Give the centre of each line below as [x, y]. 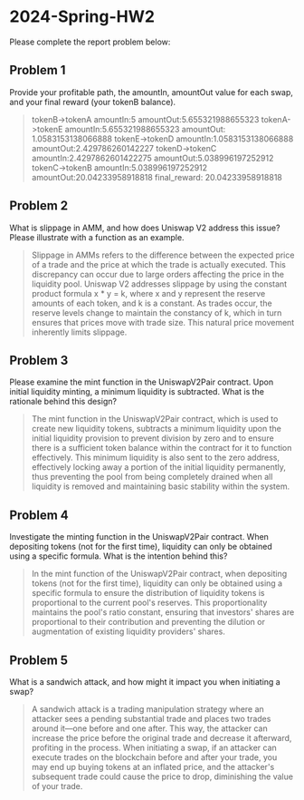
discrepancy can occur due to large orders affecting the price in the [158, 274]
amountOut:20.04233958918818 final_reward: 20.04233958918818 [157, 177]
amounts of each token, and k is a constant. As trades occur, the [152, 303]
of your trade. [57, 786]
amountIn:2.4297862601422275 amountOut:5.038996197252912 [152, 158]
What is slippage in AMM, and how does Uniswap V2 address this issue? [145, 228]
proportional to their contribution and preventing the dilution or [148, 622]
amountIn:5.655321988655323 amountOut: [145, 129]
